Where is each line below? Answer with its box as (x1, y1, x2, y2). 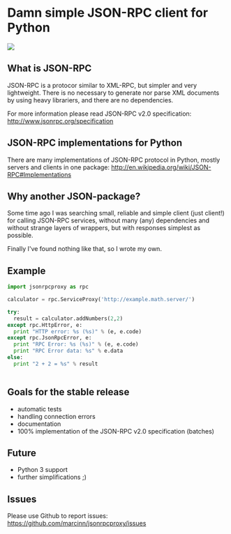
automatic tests (17, 404, 62, 413)
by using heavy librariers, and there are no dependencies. (7, 96, 174, 104)
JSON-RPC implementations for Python (7, 137, 183, 149)
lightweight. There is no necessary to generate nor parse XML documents (7, 89, 220, 97)
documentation (17, 420, 61, 428)
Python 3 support (17, 466, 68, 474)
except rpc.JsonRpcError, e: (7, 335, 92, 342)
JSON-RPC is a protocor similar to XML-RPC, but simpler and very (7, 81, 198, 89)
